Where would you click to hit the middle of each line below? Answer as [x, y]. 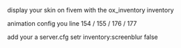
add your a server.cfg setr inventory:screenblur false [83, 37]
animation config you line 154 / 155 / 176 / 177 [72, 23]
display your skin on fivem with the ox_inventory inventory [90, 10]
